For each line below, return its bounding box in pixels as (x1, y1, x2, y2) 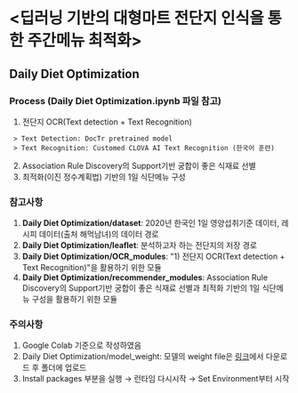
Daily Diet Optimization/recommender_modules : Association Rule (21, 272, 269, 283)
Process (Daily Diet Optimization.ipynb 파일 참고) (9, 94, 222, 107)
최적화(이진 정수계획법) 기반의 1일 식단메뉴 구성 (21, 171, 186, 182)
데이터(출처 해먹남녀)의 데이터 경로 (38, 229, 159, 240)
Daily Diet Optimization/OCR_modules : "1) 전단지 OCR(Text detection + (21, 251, 286, 262)
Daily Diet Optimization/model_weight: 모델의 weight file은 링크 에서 (21, 351, 264, 362)
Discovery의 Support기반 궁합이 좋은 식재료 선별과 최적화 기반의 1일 (21, 283, 261, 293)
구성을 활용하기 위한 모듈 (31, 294, 118, 305)
